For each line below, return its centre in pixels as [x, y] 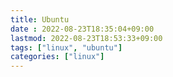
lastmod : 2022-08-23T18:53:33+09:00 [86, 38]
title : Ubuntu [40, 19]
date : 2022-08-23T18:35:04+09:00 [82, 29]
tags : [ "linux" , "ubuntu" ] [66, 47]
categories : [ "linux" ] [57, 57]
